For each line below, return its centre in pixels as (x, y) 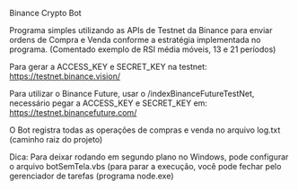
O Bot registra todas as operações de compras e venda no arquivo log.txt (145, 130)
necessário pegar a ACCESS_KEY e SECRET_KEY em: (109, 103)
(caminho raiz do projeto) (56, 139)
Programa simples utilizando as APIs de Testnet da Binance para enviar (141, 30)
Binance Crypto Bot (46, 13)
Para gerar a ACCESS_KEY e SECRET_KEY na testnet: (109, 67)
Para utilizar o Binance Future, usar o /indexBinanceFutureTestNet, (132, 94)
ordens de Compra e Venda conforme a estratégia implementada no (135, 40)
